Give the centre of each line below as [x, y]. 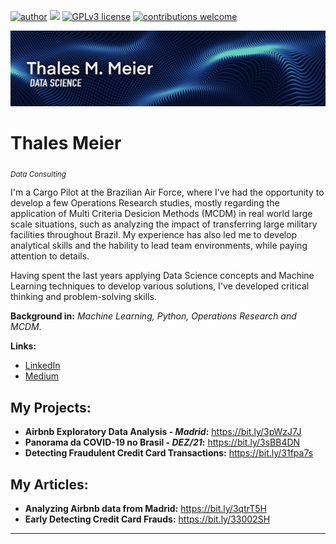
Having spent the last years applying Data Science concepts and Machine [162, 276]
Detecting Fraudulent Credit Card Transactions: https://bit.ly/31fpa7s [169, 453]
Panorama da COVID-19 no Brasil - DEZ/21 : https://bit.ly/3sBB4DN [162, 442]
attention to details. [50, 256]
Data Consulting [38, 174]
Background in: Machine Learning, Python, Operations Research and [153, 316]
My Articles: [49, 484]
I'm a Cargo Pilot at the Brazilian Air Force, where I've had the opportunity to [167, 192]
